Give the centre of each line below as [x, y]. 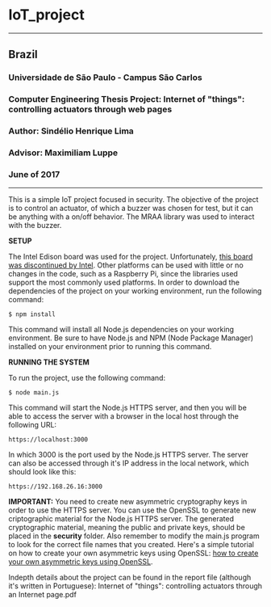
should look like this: [42, 472]
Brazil [23, 55]
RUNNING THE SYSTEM [49, 362]
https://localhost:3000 [48, 440]
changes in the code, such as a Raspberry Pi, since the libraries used [123, 274]
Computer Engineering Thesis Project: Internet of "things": [127, 99]
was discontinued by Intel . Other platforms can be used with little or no [126, 265]
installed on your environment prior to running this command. [110, 347]
